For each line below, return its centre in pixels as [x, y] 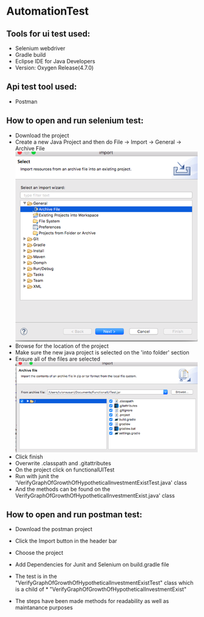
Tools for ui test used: [48, 34]
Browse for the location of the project [62, 346]
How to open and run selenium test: [75, 121]
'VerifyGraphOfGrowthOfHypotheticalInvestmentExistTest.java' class [101, 482]
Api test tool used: [42, 87]
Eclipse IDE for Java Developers [55, 61]
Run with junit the [37, 476]
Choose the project [39, 553]
